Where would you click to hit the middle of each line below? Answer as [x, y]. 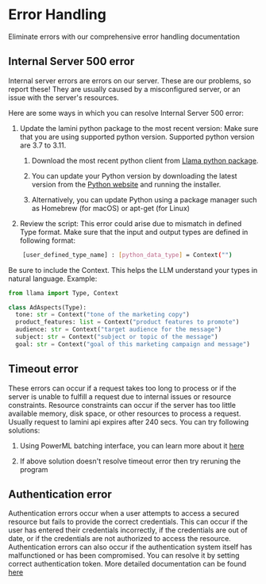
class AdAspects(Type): [48, 307]
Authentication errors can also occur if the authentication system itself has [130, 547]
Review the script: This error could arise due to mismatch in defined [131, 223]
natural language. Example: [53, 279]
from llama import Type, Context [64, 293]
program [34, 469]
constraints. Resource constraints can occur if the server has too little [122, 405]
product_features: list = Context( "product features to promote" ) [127, 322]
